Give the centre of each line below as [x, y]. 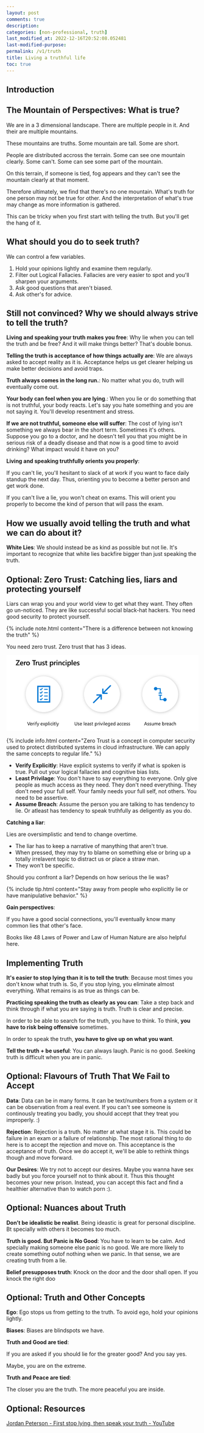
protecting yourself [44, 589]
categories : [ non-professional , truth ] [57, 32]
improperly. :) [23, 1119]
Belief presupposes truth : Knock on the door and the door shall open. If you [102, 1272]
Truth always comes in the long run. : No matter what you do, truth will [95, 380]
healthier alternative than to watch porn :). [59, 1189]
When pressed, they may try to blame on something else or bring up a [103, 853]
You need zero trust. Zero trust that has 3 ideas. [66, 647]
